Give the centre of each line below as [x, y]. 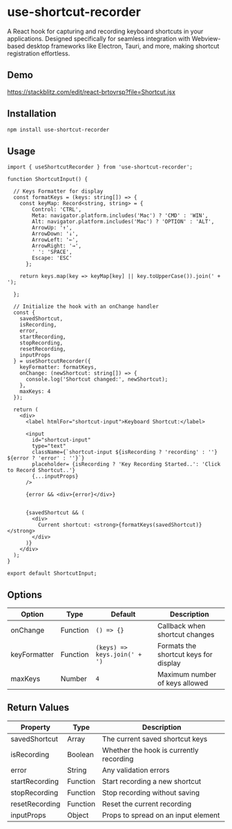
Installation [32, 114]
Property [35, 727]
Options [25, 594]
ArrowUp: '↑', [52, 228]
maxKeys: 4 [35, 392]
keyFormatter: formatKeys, [58, 367]
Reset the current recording [147, 803]
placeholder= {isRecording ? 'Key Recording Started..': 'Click [126, 464]
